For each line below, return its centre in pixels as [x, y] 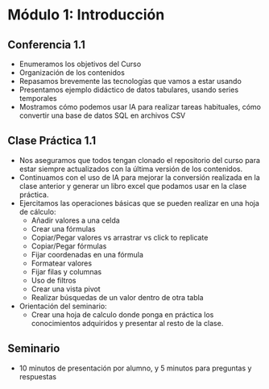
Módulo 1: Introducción [86, 15]
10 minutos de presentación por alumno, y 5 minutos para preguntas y [135, 368]
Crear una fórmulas [63, 228]
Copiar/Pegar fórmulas [69, 246]
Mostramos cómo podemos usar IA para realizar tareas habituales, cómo [140, 107]
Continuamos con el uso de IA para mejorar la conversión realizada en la [139, 177]
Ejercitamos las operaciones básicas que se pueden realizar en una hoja [139, 203]
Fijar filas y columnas [66, 271]
